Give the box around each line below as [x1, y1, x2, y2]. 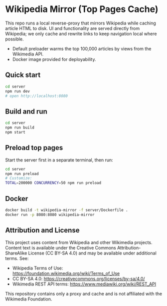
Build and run [5, 107, 47, 115]
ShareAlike [5, 250, 27, 256]
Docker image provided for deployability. [12, 56, 96, 62]
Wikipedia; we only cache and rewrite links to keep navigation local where [5, 30, 157, 36]
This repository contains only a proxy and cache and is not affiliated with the [5, 290, 163, 296]
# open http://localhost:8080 [5, 93, 68, 98]
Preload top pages [5, 143, 63, 152]
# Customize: [5, 176, 32, 181]
